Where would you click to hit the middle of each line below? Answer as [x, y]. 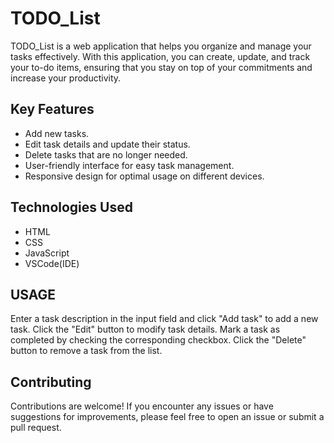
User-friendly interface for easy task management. [129, 165]
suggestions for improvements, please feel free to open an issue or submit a [167, 417]
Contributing [51, 382]
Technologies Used [71, 207]
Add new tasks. [57, 133]
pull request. [36, 428]
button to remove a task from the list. [86, 351]
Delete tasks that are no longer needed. [106, 154]
